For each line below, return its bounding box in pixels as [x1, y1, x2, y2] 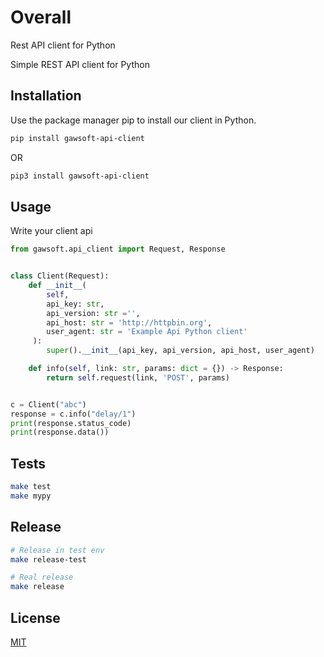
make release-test [10, 554, 87, 565]
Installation [10, 87, 82, 105]
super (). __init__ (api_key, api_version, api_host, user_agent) [46, 346, 315, 356]
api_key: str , [46, 299, 105, 309]
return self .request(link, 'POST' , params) [46, 372, 230, 383]
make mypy [10, 491, 52, 501]
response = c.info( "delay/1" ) [10, 409, 137, 419]
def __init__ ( [28, 281, 87, 291]
